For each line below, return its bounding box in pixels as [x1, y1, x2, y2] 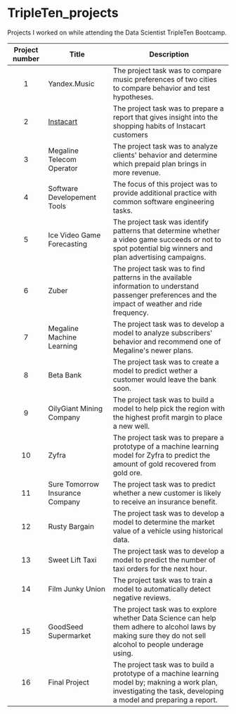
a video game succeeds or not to [112, 234, 221, 244]
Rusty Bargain [48, 521, 95, 531]
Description [149, 49, 190, 59]
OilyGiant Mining [48, 403, 103, 413]
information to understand [112, 281, 199, 291]
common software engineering [112, 196, 215, 206]
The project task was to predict [112, 479, 216, 489]
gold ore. [112, 468, 143, 477]
